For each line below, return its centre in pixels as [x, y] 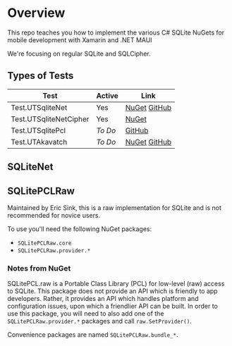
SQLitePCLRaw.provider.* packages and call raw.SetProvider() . [99, 321]
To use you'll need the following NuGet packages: [80, 229]
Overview [36, 13]
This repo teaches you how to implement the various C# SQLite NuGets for [116, 32]
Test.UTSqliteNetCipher [50, 119]
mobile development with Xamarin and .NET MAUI [80, 39]
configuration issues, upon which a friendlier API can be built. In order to [113, 306]
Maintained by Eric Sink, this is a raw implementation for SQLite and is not [115, 208]
